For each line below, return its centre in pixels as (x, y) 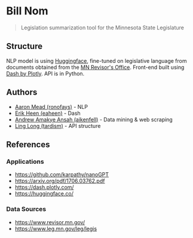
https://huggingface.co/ (44, 194)
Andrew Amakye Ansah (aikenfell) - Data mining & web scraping (94, 119)
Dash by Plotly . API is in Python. (45, 74)
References (28, 144)
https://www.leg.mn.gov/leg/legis (56, 228)
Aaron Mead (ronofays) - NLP (51, 106)
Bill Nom (27, 11)
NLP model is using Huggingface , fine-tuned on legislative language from (96, 60)
